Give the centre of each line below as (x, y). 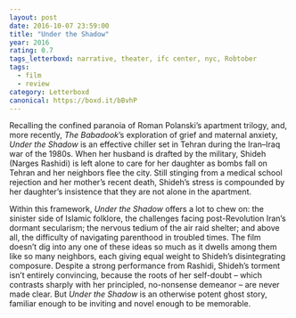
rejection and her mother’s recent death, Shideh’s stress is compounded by (147, 183)
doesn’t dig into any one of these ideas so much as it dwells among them (143, 247)
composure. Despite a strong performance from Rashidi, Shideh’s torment (145, 266)
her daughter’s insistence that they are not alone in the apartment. (131, 192)
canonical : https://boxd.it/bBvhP (74, 100)
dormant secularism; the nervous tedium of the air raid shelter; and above (144, 228)
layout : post (33, 17)
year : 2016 (29, 42)
